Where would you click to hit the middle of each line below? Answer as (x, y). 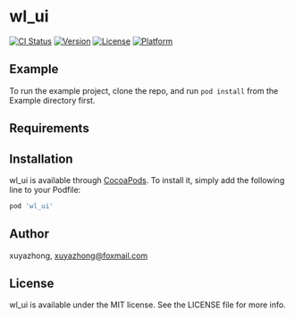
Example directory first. (52, 100)
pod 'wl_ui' (31, 206)
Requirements (49, 128)
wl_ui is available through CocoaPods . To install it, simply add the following (147, 180)
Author (29, 234)
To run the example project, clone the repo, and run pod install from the (144, 90)
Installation (41, 159)
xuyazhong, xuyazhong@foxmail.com (79, 255)
